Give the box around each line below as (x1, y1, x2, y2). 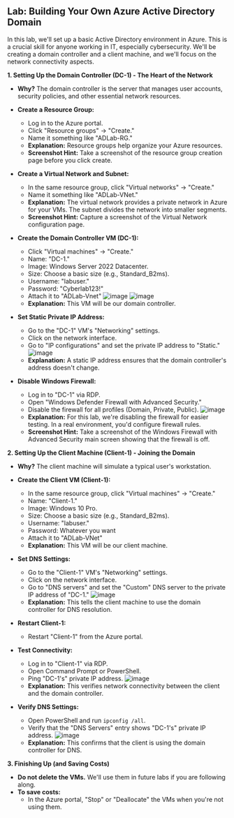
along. (17, 780, 36, 789)
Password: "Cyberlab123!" (27, 284, 104, 293)
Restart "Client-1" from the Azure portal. (27, 632, 143, 641)
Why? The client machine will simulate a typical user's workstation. (17, 462, 212, 470)
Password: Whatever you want (27, 526, 116, 534)
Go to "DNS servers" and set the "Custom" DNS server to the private (27, 583, 226, 591)
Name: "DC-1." (27, 254, 70, 263)
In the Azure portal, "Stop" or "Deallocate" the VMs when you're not (27, 795, 224, 803)
